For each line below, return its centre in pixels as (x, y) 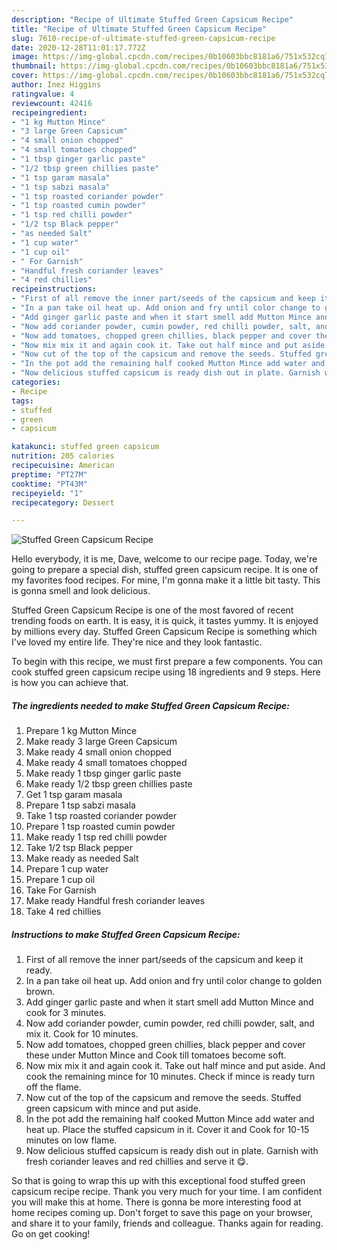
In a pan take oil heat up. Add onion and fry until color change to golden (174, 981)
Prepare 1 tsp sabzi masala (80, 805)
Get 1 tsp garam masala (74, 795)
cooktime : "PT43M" (49, 484)
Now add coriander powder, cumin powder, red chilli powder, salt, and (170, 1023)
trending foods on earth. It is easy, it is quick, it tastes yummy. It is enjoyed (165, 621)
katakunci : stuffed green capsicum (85, 447)
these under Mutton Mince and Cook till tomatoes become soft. (156, 1055)
